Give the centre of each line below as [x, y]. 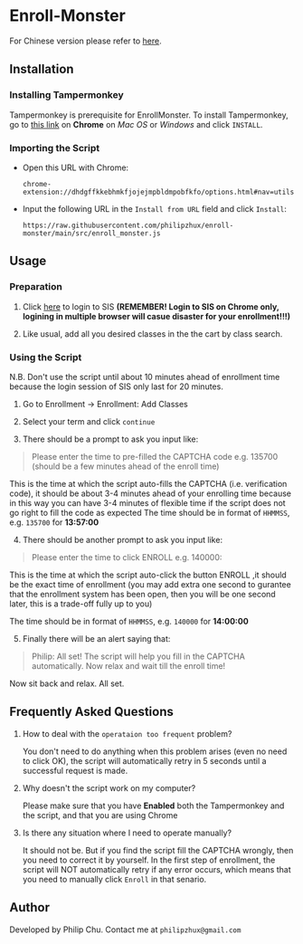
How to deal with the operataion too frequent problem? [127, 733]
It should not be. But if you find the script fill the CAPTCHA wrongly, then [158, 850]
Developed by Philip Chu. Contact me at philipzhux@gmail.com [125, 930]
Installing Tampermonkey [66, 95]
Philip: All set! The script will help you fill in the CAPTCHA [138, 656]
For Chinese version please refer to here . [85, 41]
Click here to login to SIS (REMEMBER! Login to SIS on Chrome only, [151, 306]
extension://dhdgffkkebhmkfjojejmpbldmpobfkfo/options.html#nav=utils [158, 192]
